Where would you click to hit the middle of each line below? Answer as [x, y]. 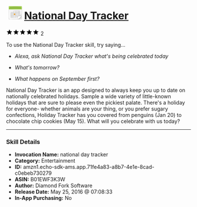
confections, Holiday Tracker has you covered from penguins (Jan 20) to [94, 115]
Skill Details [23, 142]
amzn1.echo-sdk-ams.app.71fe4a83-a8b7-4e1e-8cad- [89, 167]
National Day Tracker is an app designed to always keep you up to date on [96, 90]
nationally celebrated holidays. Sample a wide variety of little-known [89, 96]
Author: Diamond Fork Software [53, 186]
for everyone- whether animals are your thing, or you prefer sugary [87, 109]
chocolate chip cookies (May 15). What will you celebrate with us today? [93, 121]
